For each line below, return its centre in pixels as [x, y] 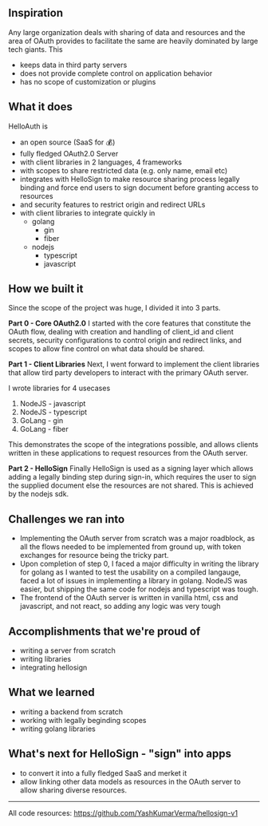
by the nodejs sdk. [39, 494]
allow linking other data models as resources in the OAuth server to [130, 781]
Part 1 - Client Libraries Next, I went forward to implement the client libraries [134, 364]
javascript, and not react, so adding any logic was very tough [120, 607]
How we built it [46, 289]
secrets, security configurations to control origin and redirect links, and [125, 340]
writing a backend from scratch [71, 711]
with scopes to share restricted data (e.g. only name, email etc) [124, 170]
